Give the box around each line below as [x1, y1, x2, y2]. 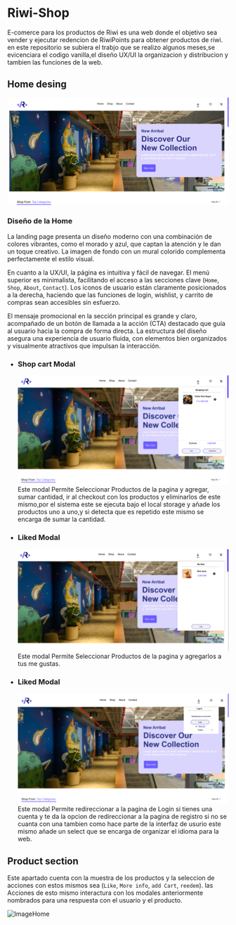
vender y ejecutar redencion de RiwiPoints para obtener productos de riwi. [7, 35, 223, 44]
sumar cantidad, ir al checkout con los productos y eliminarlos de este [17, 493, 221, 501]
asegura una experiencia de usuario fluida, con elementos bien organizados [7, 334, 227, 342]
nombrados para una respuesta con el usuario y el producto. [7, 896, 183, 905]
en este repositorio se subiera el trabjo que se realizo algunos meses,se [7, 43, 216, 51]
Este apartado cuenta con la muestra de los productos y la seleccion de [7, 874, 216, 882]
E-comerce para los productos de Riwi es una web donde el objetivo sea [7, 28, 218, 37]
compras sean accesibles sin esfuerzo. [7, 298, 121, 306]
